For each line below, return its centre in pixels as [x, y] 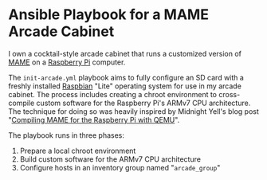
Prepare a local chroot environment [78, 151]
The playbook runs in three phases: [67, 135]
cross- [230, 94]
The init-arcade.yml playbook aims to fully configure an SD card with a [126, 77]
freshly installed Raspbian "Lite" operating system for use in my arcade [125, 86]
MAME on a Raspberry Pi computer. [67, 62]
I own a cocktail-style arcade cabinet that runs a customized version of [125, 53]
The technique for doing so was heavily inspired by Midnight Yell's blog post [133, 111]
